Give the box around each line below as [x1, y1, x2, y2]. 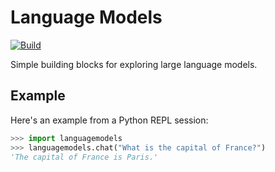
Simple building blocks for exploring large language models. [10, 58, 258, 70]
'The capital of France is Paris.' [10, 152, 159, 162]
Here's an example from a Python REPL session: [10, 114, 209, 126]
